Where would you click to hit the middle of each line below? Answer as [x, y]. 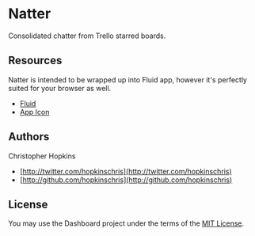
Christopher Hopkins [42, 156]
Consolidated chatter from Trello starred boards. [87, 36]
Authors [29, 137]
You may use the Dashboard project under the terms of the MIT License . [126, 223]
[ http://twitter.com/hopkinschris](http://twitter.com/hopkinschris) [126, 171]
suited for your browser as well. [60, 88]
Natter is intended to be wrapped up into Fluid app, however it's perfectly [128, 79]
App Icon [34, 112]
